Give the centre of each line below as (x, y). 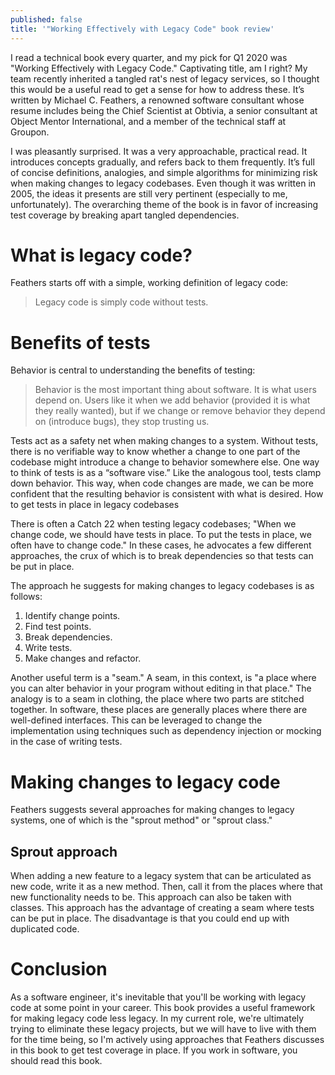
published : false (46, 19)
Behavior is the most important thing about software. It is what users (175, 390)
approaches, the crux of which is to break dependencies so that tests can (162, 556)
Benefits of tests (80, 342)
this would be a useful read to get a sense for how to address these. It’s (157, 89)
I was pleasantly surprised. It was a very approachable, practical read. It (159, 151)
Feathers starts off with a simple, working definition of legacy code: (149, 283)
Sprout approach (64, 851)
